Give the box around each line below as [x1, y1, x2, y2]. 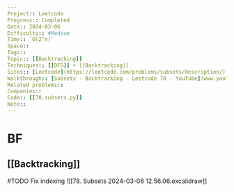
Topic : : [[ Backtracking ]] [7, 56, 82, 63]
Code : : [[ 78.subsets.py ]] [7, 95, 82, 102]
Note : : [7, 101, 26, 108]
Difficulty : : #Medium [7, 29, 70, 37]
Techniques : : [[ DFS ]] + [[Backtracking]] [7, 62, 130, 69]
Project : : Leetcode [7, 10, 64, 17]
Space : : [7, 42, 30, 49]
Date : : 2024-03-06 [7, 23, 61, 30]
